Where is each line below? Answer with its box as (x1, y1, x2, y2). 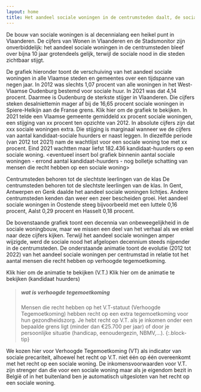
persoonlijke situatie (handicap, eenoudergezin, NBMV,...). (20, 330, 165, 337)
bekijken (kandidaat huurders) (6, 275, 81, 282)
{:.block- (165, 330, 187, 337)
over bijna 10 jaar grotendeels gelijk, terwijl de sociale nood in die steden (6, 50, 185, 57)
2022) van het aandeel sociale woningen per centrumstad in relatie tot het (6, 250, 189, 258)
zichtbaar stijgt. (6, 56, 45, 64)
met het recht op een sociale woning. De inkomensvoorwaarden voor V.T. (6, 360, 187, 367)
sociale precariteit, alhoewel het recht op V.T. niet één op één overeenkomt (6, 354, 191, 361)
